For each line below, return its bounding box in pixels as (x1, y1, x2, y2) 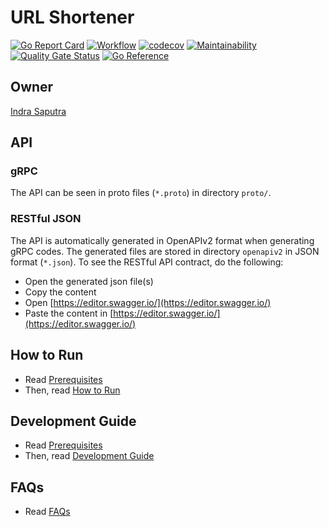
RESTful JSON (10, 212, 82, 226)
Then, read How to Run (24, 384, 121, 396)
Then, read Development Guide (24, 450, 155, 462)
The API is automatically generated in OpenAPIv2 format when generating (10, 234, 315, 246)
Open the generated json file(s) (24, 275, 154, 287)
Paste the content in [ (24, 307, 114, 319)
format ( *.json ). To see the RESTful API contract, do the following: (10, 256, 284, 268)
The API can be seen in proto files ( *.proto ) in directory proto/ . (10, 187, 272, 199)
